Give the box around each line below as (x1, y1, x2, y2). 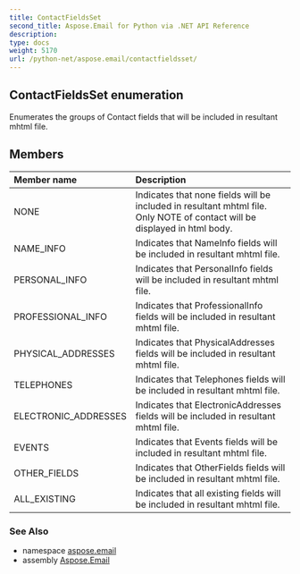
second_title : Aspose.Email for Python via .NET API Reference (9, 21, 250, 30)
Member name (13, 173, 78, 186)
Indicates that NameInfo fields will (135, 236, 278, 249)
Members (9, 147, 64, 162)
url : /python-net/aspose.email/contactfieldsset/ (9, 55, 198, 63)
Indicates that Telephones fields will (135, 373, 286, 385)
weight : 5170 (9, 46, 58, 55)
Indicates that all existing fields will (135, 486, 281, 499)
